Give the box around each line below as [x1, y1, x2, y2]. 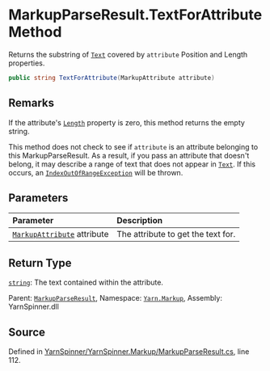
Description [116, 215, 163, 226]
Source [8, 325, 46, 339]
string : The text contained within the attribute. [8, 277, 164, 288]
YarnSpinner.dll [8, 301, 59, 312]
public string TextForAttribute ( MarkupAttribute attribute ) [8, 74, 216, 82]
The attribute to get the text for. [116, 229, 236, 240]
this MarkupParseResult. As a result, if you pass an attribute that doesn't [8, 150, 250, 160]
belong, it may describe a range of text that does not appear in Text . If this [8, 159, 256, 169]
